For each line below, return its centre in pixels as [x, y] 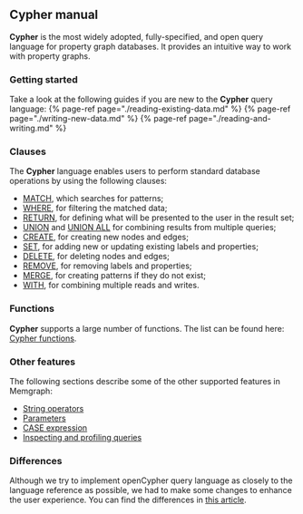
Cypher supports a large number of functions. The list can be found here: [147, 328]
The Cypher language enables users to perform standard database [135, 171]
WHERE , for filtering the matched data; [95, 209]
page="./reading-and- [230, 119]
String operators [53, 408]
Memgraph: [31, 391]
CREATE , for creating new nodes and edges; [105, 237]
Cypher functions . [43, 338]
